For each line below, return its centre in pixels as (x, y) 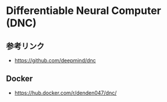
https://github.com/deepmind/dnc (55, 60)
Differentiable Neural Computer (84, 11)
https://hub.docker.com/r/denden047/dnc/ (65, 93)
